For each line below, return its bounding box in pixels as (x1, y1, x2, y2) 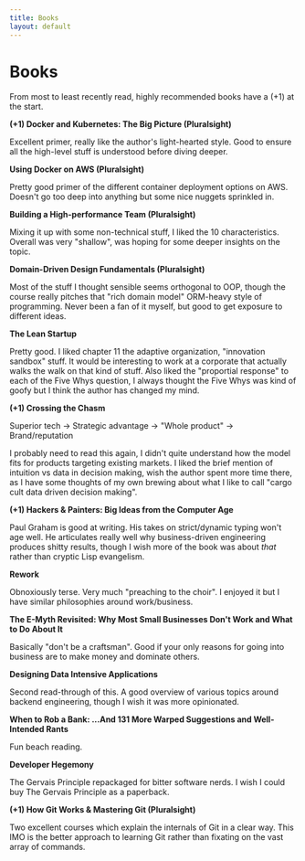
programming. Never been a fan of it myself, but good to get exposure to (9, 301, 283, 312)
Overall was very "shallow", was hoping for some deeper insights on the (9, 237, 280, 248)
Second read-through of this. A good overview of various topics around (9, 686, 279, 697)
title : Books (9, 13, 59, 23)
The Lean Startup (9, 328, 78, 339)
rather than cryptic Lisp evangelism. (9, 551, 145, 562)
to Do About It (9, 623, 64, 635)
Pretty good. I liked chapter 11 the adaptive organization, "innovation (9, 346, 266, 357)
